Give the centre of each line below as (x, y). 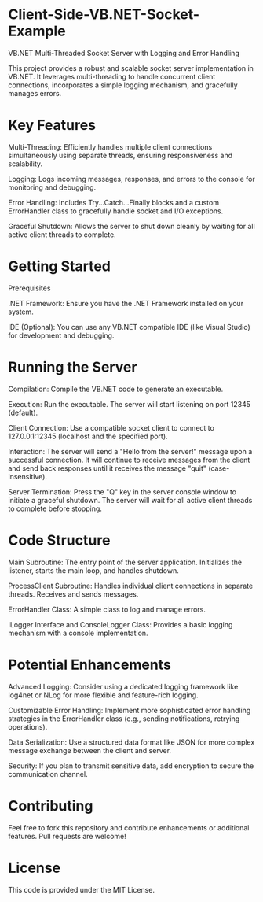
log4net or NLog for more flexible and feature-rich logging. (103, 695)
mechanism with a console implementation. (78, 633)
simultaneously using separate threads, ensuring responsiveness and (121, 155)
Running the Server (73, 367)
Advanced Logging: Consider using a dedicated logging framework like (123, 686)
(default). (23, 412)
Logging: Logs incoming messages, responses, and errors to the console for (131, 179)
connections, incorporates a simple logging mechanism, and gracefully (123, 85)
